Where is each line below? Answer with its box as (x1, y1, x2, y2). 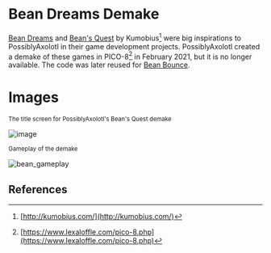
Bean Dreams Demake (8, 5, 160, 23)
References (8, 183, 68, 196)
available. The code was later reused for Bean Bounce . (8, 60, 191, 70)
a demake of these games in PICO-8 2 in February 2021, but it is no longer (8, 50, 252, 61)
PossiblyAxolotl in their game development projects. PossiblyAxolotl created (8, 41, 261, 51)
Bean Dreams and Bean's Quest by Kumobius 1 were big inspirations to (8, 32, 242, 43)
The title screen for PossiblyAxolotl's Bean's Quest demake (8, 115, 172, 124)
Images (8, 88, 59, 107)
